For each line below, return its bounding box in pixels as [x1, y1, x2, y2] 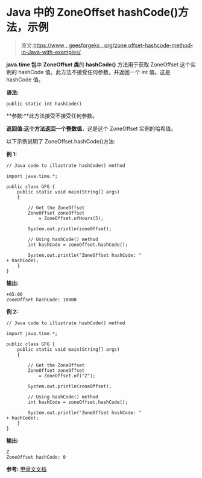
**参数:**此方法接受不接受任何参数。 [6, 112, 98, 119]
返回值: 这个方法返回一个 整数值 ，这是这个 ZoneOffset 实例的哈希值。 [6, 125, 177, 132]
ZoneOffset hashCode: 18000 [6, 297, 77, 303]
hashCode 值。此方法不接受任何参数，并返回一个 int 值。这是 [17, 68, 171, 75]
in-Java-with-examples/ [21, 48, 81, 55]
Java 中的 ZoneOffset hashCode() [6, 5, 178, 19]
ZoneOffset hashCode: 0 [6, 454, 66, 460]
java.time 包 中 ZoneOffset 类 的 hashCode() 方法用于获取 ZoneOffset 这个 [6, 61, 191, 68]
